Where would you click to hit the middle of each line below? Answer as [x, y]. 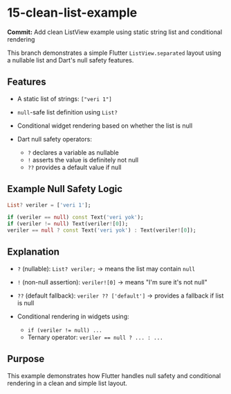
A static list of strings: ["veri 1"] [64, 98]
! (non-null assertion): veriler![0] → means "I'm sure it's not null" [112, 282]
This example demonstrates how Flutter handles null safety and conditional [114, 375]
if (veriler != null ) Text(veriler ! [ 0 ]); [68, 224]
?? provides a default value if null [74, 167]
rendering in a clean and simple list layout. [67, 383]
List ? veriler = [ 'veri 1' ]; [49, 205]
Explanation [34, 252]
